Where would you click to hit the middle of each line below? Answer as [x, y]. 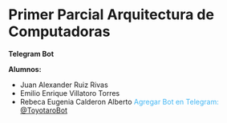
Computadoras [59, 32]
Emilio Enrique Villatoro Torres [70, 93]
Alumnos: [25, 69]
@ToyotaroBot [44, 110]
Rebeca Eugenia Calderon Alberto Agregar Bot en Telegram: [119, 101]
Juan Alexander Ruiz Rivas [64, 85]
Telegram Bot [31, 54]
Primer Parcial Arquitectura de [111, 15]
